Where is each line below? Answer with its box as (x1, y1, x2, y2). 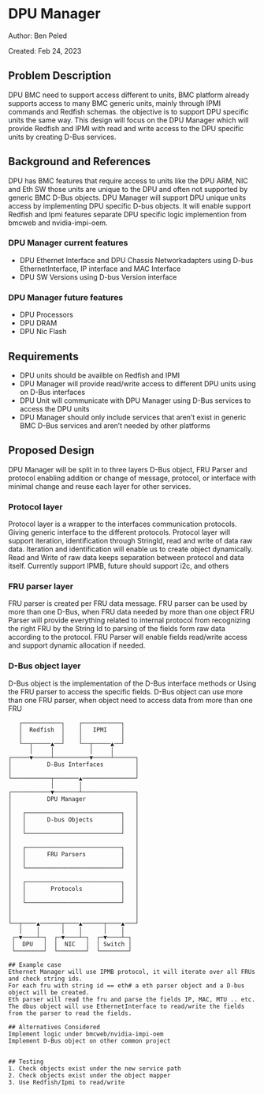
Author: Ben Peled (8, 31, 68, 40)
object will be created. (8, 988, 90, 996)
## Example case (8, 961, 61, 968)
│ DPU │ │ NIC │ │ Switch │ (11, 940, 132, 948)
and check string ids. (8, 975, 83, 983)
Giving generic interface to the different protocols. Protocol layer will (8, 528, 231, 537)
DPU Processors (19, 310, 73, 320)
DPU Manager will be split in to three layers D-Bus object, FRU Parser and (8, 464, 247, 474)
